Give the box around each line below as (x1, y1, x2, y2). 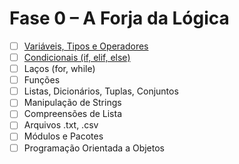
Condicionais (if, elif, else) (23, 52, 131, 63)
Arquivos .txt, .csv (23, 119, 99, 131)
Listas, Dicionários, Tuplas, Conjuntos (23, 85, 179, 97)
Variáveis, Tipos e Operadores (23, 40, 149, 52)
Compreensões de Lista (23, 108, 123, 120)
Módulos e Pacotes (23, 130, 104, 142)
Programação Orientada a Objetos (23, 142, 165, 154)
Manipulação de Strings (23, 97, 122, 109)
